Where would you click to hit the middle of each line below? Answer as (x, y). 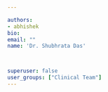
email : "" (22, 39)
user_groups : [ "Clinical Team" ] (54, 78)
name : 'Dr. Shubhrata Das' (47, 46)
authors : (20, 20)
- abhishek (23, 26)
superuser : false (33, 71)
